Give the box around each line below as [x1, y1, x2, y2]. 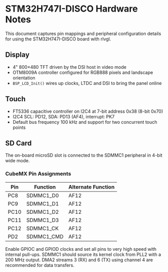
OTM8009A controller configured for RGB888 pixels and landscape [12, 69, 153, 75]
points [12, 124, 26, 130]
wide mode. [5, 158, 30, 164]
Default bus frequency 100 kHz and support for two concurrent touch [12, 119, 158, 125]
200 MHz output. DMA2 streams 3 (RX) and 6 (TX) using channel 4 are [5, 256, 153, 263]
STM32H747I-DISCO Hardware [5, 3, 138, 15]
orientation [12, 74, 35, 81]
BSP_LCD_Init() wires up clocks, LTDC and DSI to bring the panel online [12, 80, 162, 86]
